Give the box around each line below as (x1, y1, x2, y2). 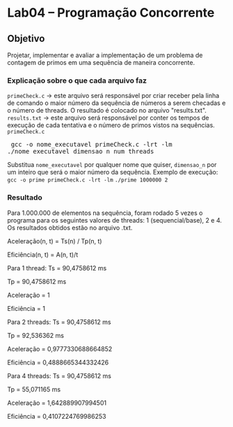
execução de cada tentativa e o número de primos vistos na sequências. (7, 121, 216, 129)
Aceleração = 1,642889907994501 (7, 398, 106, 407)
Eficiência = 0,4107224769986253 (7, 412, 106, 420)
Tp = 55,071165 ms (7, 385, 61, 394)
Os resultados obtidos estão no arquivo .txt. (7, 223, 133, 232)
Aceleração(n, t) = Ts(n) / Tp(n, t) (7, 236, 102, 245)
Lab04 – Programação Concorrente (7, 5, 215, 21)
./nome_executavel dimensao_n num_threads (7, 147, 154, 156)
